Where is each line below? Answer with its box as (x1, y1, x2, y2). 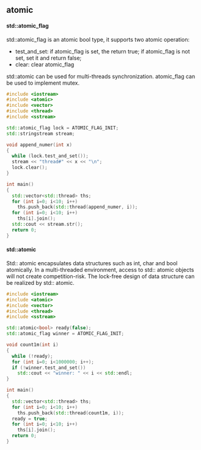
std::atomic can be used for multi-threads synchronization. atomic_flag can (6, 72, 196, 80)
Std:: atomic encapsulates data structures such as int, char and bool (6, 259, 178, 266)
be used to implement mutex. (6, 79, 80, 87)
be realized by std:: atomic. (6, 279, 75, 286)
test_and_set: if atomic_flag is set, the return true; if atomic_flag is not (15, 47, 191, 55)
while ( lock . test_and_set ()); (12, 153, 89, 159)
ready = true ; (12, 416, 48, 422)
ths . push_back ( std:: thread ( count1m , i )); (17, 409, 124, 416)
